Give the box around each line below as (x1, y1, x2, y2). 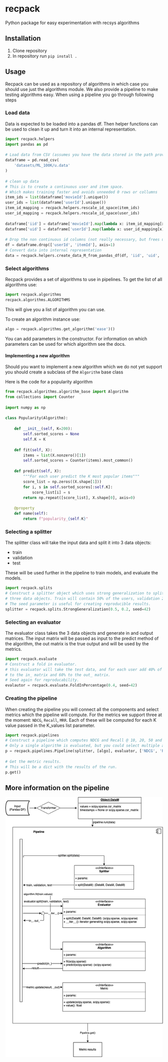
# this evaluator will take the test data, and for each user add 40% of (5, 667, 162, 672)
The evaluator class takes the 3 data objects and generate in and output (5, 630, 153, 636)
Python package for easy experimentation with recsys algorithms (5, 20, 139, 26)
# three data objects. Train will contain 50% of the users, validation (5, 596, 160, 601)
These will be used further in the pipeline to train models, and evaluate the (5, 570, 158, 576)
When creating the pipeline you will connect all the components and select (5, 706, 159, 712)
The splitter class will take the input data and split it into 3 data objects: (5, 540, 151, 546)
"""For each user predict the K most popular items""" (23, 474, 140, 479)
